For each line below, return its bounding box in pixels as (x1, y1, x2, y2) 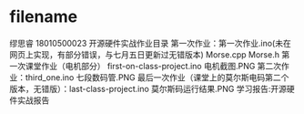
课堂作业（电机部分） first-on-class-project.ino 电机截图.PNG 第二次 (25, 60, 282, 71)
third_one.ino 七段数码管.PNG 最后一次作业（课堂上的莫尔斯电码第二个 (25, 71, 289, 83)
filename (9, 6, 78, 27)
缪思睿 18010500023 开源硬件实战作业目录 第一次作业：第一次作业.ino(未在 (9, 37, 291, 48)
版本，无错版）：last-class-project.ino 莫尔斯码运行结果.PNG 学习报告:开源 (9, 83, 287, 94)
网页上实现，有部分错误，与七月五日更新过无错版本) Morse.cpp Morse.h (9, 48, 280, 60)
